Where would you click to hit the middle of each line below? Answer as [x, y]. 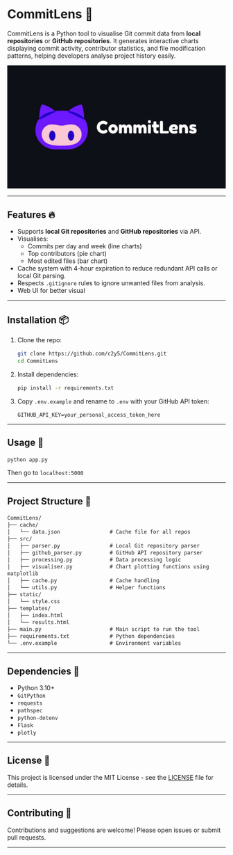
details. [18, 785]
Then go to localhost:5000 [45, 473]
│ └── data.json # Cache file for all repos [99, 532]
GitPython [32, 696]
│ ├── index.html [35, 616]
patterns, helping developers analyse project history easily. [92, 56]
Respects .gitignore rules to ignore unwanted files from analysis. [111, 283]
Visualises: [33, 239]
